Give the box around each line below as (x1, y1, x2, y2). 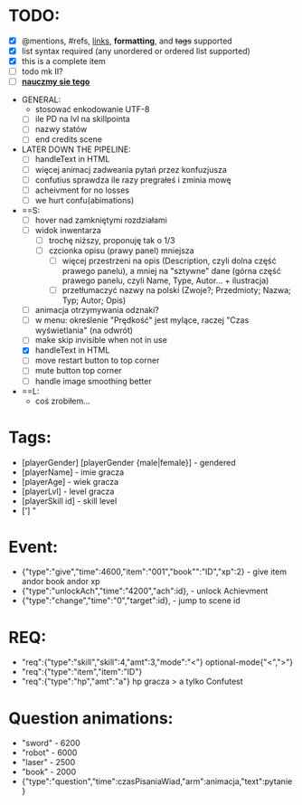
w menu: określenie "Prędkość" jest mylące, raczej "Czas (34, 315, 250, 326)
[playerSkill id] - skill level (21, 495, 118, 507)
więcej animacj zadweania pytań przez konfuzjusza (34, 164, 228, 175)
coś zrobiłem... (34, 395, 91, 406)
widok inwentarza (34, 224, 101, 235)
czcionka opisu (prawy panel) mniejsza (48, 245, 195, 256)
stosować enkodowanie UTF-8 (34, 104, 150, 115)
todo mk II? (21, 66, 64, 77)
